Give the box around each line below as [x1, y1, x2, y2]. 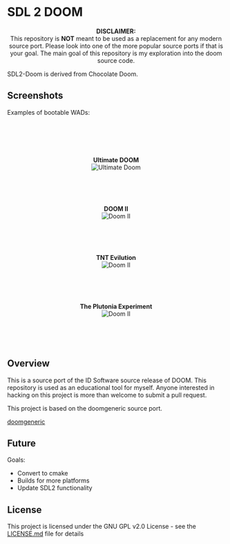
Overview [7, 357, 50, 370]
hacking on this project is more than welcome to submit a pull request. [7, 391, 207, 399]
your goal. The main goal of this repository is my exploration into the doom [10, 49, 222, 57]
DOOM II [104, 205, 128, 213]
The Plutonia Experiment [79, 302, 153, 310]
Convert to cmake [17, 469, 68, 478]
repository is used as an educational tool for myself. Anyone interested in [7, 383, 215, 391]
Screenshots [7, 90, 64, 102]
